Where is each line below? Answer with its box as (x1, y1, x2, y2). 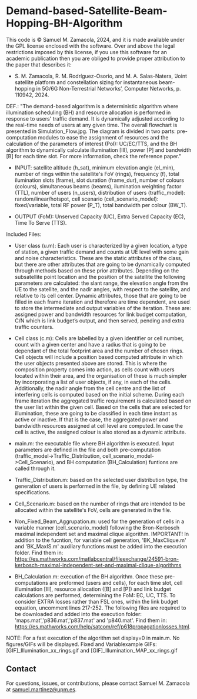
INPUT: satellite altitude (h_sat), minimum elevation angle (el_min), (14, 164, 175, 171)
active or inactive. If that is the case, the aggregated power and (14, 416, 169, 423)
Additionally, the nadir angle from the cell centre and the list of (14, 384, 166, 392)
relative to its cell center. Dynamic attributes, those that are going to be (14, 292, 187, 299)
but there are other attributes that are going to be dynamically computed (14, 261, 191, 268)
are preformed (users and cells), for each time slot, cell (49, 579, 183, 586)
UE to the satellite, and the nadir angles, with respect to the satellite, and (14, 285, 190, 292)
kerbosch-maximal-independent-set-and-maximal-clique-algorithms (14, 561, 182, 568)
